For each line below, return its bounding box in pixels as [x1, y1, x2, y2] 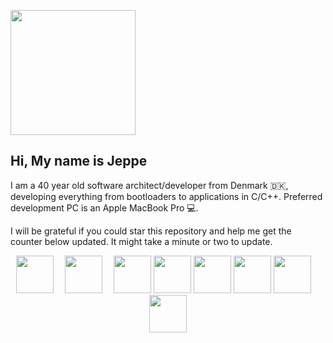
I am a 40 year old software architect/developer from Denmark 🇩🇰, [10, 179, 289, 191]
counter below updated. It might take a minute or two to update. [10, 235, 273, 247]
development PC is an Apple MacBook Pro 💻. [10, 201, 199, 214]
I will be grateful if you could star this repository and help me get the [10, 225, 292, 237]
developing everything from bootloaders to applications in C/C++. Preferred [10, 190, 323, 202]
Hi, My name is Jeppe [10, 153, 148, 170]
